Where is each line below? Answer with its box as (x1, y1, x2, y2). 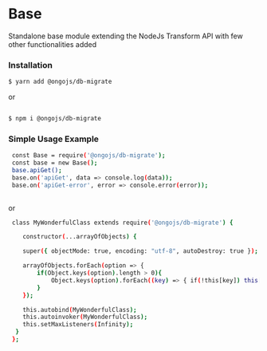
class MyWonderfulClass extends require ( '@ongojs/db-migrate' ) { (11, 219, 234, 227)
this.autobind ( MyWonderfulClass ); (22, 306, 137, 314)
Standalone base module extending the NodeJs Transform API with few (8, 31, 243, 41)
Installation (8, 59, 53, 70)
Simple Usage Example (8, 133, 100, 144)
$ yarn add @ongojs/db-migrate (8, 77, 112, 86)
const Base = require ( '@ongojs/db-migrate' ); (11, 152, 166, 160)
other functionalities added (8, 39, 97, 49)
